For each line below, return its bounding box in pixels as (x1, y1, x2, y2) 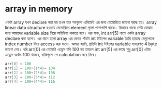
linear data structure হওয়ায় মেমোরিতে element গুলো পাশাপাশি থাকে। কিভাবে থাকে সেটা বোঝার (5, 25, 153, 30)
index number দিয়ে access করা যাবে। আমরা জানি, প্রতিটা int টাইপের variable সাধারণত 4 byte (5, 41, 157, 47)
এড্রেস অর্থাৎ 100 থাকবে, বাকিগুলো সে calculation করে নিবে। (5, 51, 97, 57)
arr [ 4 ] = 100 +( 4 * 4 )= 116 (5, 79, 55, 84)
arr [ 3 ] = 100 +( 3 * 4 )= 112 (5, 75, 55, 80)
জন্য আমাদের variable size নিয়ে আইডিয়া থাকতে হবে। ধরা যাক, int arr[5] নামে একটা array (5, 30, 146, 36)
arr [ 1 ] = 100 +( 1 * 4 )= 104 (5, 66, 55, 71)
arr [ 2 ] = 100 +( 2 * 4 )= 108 (5, 70, 55, 75)
